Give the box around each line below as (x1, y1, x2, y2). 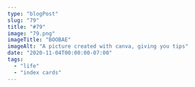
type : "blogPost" (7, 10, 59, 18)
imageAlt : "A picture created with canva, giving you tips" (7, 43, 189, 50)
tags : (7, 56, 23, 63)
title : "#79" (7, 23, 46, 30)
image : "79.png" (7, 29, 55, 37)
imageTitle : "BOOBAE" (7, 36, 72, 43)
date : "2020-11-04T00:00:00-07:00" (7, 50, 113, 57)
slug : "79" (7, 17, 40, 24)
